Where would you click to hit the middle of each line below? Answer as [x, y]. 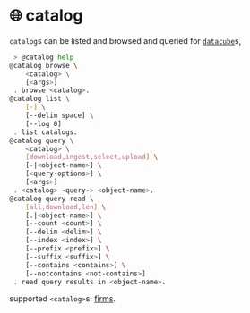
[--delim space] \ [60, 116]
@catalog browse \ [43, 65]
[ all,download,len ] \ [65, 207]
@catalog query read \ [52, 199]
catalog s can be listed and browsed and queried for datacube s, [125, 40]
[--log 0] [44, 123]
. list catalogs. [45, 132]
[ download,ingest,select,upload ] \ [92, 157]
